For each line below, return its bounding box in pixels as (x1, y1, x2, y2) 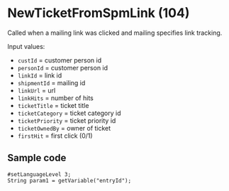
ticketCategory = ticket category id (17, 109, 122, 117)
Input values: (7, 42, 45, 50)
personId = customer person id (17, 63, 108, 72)
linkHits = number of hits (17, 94, 94, 102)
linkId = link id (17, 71, 62, 80)
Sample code (7, 152, 67, 164)
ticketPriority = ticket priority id (17, 116, 116, 125)
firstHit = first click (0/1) (17, 131, 94, 140)
